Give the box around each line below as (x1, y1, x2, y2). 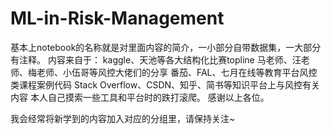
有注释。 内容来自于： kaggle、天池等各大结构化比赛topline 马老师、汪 (10, 53, 302, 66)
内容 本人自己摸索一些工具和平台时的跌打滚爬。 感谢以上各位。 (10, 91, 270, 103)
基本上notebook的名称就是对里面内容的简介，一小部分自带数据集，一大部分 (10, 41, 322, 53)
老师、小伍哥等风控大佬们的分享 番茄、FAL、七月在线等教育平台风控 (36, 66, 318, 78)
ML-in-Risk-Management (10, 7, 225, 30)
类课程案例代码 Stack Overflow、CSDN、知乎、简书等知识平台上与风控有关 (10, 78, 321, 91)
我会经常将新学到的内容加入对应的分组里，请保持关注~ (10, 112, 236, 124)
